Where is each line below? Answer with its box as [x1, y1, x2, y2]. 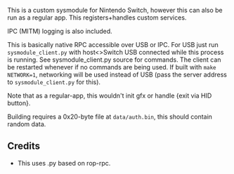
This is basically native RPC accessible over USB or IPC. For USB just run [7, 41, 219, 48]
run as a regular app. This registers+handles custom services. [7, 13, 187, 22]
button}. [7, 99, 31, 107]
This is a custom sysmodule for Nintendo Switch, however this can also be [7, 6, 223, 14]
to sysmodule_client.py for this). [7, 78, 100, 86]
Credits [7, 140, 41, 152]
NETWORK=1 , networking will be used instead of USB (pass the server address [7, 70, 227, 79]
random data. [7, 120, 46, 128]
